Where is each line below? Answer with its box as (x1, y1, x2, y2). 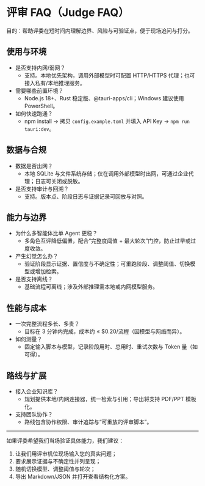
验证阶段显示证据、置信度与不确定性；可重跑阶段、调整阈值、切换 (24, 260, 190, 268)
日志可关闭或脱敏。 (35, 177, 84, 185)
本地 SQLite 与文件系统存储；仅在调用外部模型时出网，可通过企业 (24, 169, 189, 177)
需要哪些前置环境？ (15, 87, 64, 94)
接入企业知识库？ (15, 388, 59, 395)
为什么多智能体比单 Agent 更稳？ (15, 230, 98, 237)
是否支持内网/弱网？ (15, 64, 66, 71)
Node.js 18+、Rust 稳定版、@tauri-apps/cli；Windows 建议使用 (24, 94, 184, 101)
